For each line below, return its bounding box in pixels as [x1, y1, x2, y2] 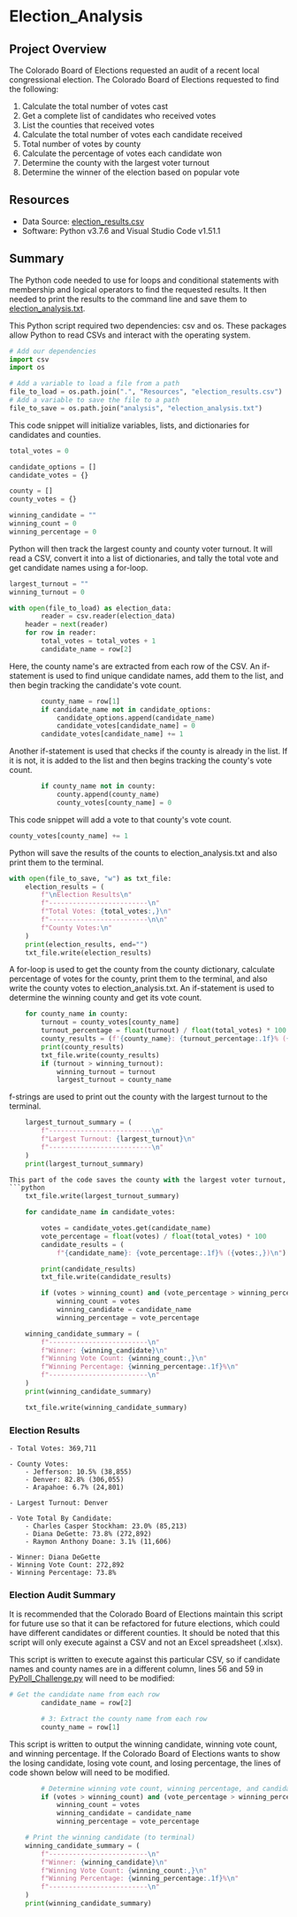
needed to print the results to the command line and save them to [9, 293, 247, 304]
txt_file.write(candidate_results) [41, 1273, 172, 1282]
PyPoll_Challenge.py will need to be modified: [9, 1673, 175, 1684]
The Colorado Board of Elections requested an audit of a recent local [9, 65, 260, 75]
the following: [9, 84, 59, 94]
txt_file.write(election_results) [25, 948, 152, 957]
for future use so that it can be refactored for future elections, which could [9, 1618, 280, 1629]
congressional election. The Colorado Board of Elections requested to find [9, 74, 280, 85]
